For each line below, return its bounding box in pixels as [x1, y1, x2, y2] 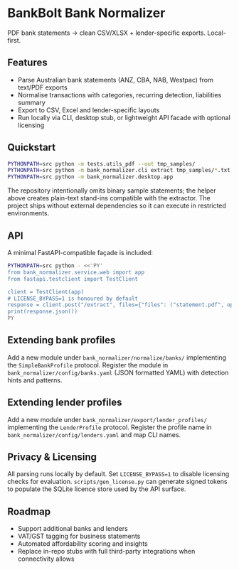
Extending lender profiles [7, 397, 122, 409]
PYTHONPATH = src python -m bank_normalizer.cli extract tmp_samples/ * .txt [7, 167, 231, 174]
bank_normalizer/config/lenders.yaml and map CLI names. [7, 430, 181, 439]
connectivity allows [17, 554, 75, 563]
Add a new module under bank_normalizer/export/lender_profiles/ [7, 415, 208, 424]
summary [17, 98, 46, 107]
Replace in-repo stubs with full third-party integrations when [17, 547, 196, 556]
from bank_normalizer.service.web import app [7, 269, 144, 276]
